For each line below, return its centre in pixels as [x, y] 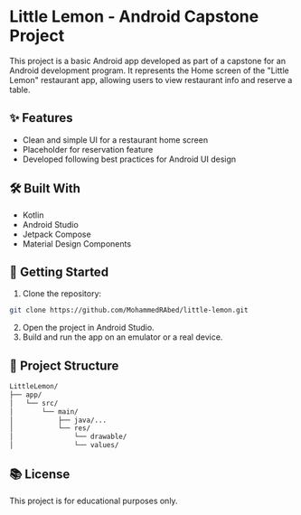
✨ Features [41, 118]
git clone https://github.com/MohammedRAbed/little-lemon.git [129, 310]
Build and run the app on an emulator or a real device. [122, 337]
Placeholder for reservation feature [88, 149]
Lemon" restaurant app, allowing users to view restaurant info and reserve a [151, 80]
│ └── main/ [44, 412]
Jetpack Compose [57, 234]
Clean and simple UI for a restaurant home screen [115, 140]
